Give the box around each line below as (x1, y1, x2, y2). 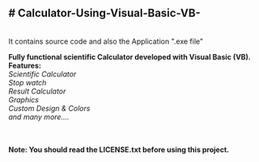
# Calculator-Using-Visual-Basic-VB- (8, 6, 201, 20)
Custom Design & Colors (8, 103, 91, 113)
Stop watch (8, 77, 47, 87)
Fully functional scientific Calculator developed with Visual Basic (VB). (8, 52, 251, 61)
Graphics (8, 94, 39, 104)
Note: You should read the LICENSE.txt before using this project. (8, 144, 229, 154)
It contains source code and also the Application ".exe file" (8, 36, 204, 46)
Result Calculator (8, 86, 66, 96)
